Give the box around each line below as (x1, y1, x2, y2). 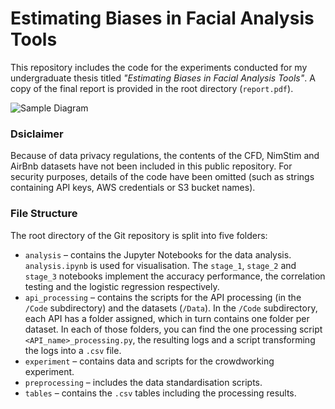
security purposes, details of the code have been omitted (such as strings (10, 171, 315, 183)
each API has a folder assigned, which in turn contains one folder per (24, 312, 310, 324)
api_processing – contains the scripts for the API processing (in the (24, 291, 302, 303)
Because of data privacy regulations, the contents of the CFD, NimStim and (10, 150, 320, 162)
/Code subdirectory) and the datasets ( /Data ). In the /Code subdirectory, (24, 302, 318, 314)
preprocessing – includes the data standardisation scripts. (24, 376, 263, 388)
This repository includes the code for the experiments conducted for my (10, 61, 308, 73)
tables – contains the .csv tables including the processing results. (24, 387, 297, 399)
